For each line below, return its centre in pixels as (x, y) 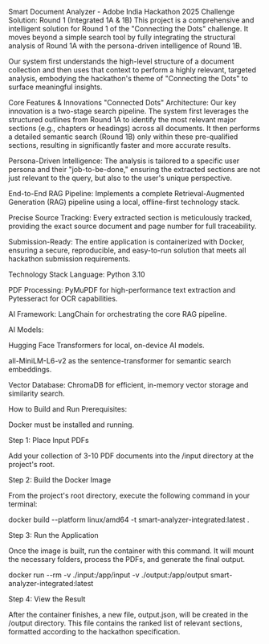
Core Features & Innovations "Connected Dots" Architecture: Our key (122, 103)
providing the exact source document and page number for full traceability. (132, 226)
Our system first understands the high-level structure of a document (121, 61)
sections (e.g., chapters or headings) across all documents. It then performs (134, 128)
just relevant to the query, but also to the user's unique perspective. (120, 178)
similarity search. (37, 394)
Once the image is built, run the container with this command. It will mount (131, 551)
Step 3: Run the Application (53, 535)
